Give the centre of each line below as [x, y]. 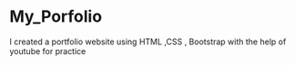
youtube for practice [48, 51]
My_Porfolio [56, 17]
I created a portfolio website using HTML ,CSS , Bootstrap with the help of [148, 42]
